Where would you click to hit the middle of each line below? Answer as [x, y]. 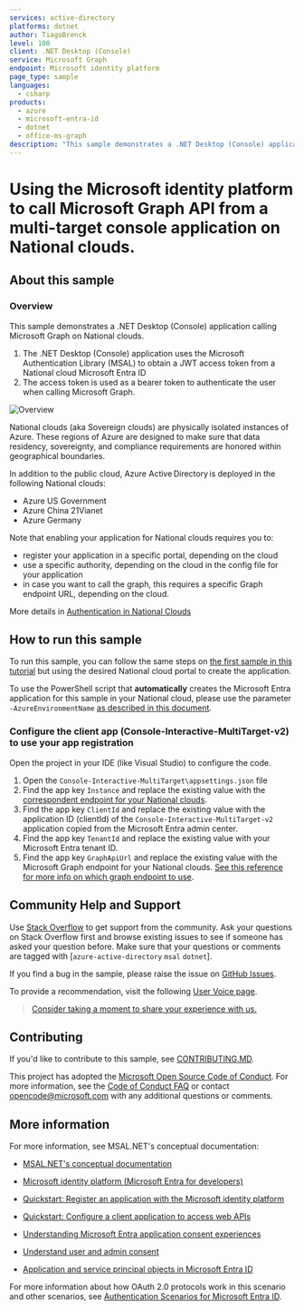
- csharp [34, 93]
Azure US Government [64, 501]
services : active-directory [62, 18]
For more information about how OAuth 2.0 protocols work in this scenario [148, 1287]
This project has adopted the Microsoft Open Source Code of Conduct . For [149, 1077]
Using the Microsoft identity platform [152, 189]
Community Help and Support [95, 905]
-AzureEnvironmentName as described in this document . [111, 708]
